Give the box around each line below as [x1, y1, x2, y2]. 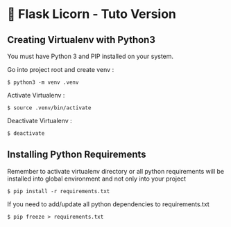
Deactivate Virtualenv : [7, 117, 73, 125]
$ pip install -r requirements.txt [7, 188, 110, 194]
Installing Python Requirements [7, 149, 147, 161]
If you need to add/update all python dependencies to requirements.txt [7, 200, 209, 208]
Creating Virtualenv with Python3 [7, 34, 156, 46]
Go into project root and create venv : [7, 66, 114, 73]
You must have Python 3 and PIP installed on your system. [7, 52, 174, 60]
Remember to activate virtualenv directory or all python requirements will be [7, 167, 225, 175]
